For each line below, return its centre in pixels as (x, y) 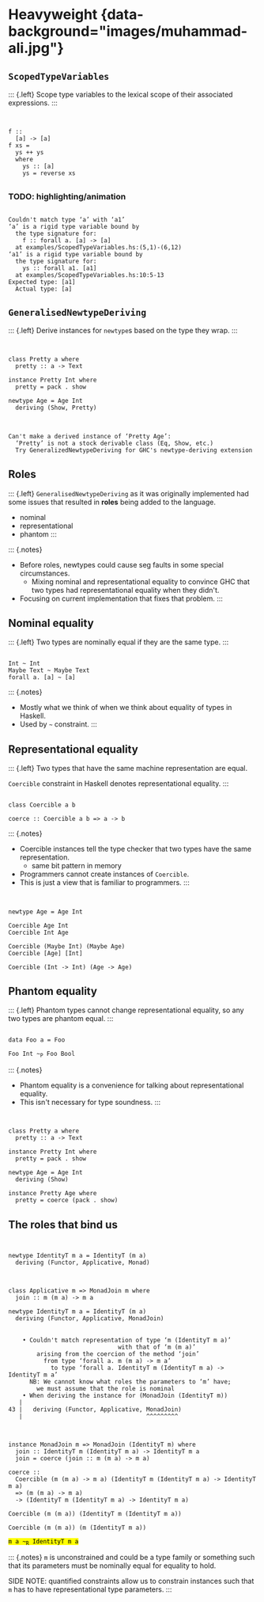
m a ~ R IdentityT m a (43, 1542)
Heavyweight (53, 15)
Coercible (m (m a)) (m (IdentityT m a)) (77, 1528)
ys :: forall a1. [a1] (60, 268)
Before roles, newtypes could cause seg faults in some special (121, 564)
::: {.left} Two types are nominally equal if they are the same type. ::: (119, 642)
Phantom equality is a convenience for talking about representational (132, 1085)
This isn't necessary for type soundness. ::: (90, 1102)
